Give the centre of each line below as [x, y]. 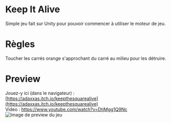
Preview [23, 79]
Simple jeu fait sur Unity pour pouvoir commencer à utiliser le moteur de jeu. [86, 23]
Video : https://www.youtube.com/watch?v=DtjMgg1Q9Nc [66, 109]
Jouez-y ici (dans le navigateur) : [40, 93]
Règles [20, 44]
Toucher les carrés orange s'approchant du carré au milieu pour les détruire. [86, 58]
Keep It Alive [33, 9]
